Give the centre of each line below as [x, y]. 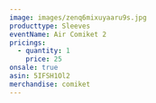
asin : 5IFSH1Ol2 [40, 76]
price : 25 [44, 59]
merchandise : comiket [50, 84]
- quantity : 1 [44, 51]
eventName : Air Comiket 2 [58, 34]
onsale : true [34, 68]
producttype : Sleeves [50, 26]
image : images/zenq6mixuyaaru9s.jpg [78, 17]
